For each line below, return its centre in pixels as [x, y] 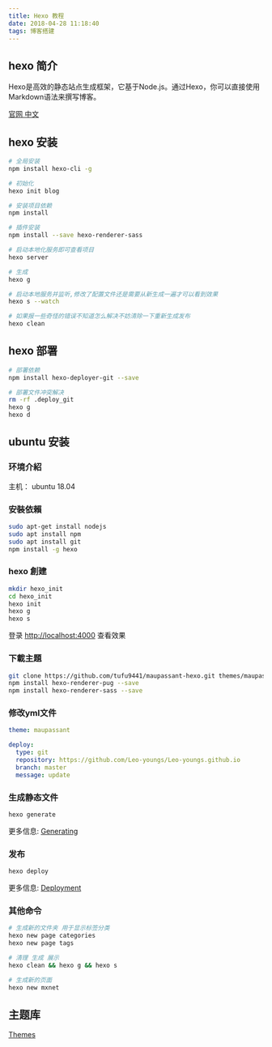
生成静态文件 [34, 797]
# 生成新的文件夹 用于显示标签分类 [59, 928]
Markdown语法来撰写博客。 [55, 97]
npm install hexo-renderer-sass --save [76, 691]
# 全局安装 [24, 161]
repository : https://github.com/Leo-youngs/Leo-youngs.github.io [128, 760]
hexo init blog [34, 191]
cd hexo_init [30, 596]
